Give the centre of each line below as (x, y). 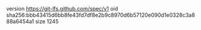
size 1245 (47, 21)
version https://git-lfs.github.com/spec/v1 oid (62, 9)
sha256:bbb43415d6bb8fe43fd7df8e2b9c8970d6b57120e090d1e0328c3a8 (101, 15)
